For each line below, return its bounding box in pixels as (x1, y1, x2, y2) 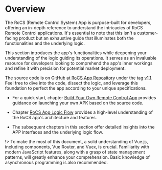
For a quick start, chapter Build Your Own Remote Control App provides (12, 94, 156, 101)
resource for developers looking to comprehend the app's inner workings (5, 60, 153, 66)
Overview (5, 3, 46, 15)
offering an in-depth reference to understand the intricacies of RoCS (5, 24, 143, 30)
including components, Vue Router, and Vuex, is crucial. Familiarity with (5, 144, 149, 149)
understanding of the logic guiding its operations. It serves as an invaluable (5, 55, 157, 61)
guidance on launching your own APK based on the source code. (12, 100, 143, 106)
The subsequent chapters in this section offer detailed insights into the (12, 124, 155, 130)
